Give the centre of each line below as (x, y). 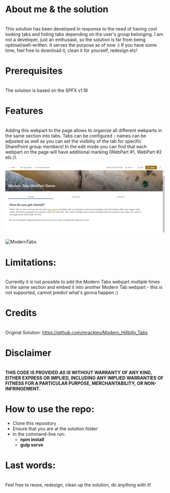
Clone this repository (34, 423)
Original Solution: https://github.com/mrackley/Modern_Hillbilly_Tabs (76, 333)
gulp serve (32, 445)
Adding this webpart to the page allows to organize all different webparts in (84, 130)
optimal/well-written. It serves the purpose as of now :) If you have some (81, 45)
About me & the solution (57, 9)
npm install (32, 440)
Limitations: (31, 262)
